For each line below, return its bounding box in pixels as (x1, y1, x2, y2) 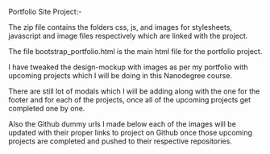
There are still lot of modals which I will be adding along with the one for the (8, 86, 260, 96)
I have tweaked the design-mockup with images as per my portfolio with (8, 62, 248, 72)
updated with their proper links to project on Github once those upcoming (8, 128, 252, 137)
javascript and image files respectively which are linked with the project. (8, 31, 248, 40)
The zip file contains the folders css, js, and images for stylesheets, (8, 23, 232, 31)
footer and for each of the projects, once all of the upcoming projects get (8, 95, 251, 104)
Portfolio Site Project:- (8, 7, 82, 16)
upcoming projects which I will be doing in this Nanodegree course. (8, 71, 232, 80)
